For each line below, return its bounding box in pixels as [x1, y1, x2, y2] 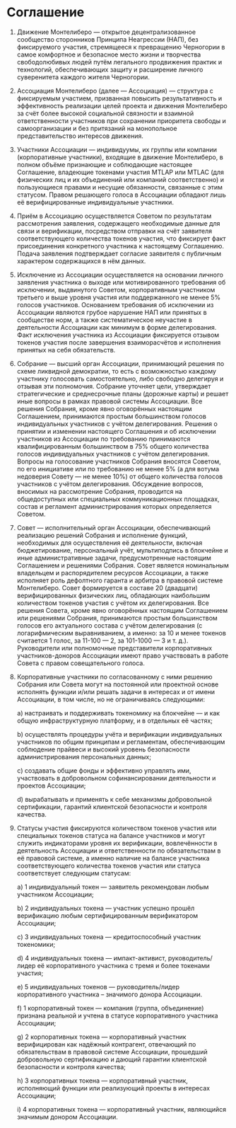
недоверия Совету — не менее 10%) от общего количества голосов [16, 472, 223, 480]
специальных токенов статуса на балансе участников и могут [16, 831, 206, 839]
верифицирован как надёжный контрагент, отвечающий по [16, 1040, 196, 1048]
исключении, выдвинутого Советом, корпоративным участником [16, 285, 216, 294]
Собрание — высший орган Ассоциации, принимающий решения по [16, 359, 225, 368]
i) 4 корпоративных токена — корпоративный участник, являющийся [16, 1105, 227, 1113]
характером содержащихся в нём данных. [16, 256, 146, 265]
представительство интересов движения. [16, 132, 144, 140]
